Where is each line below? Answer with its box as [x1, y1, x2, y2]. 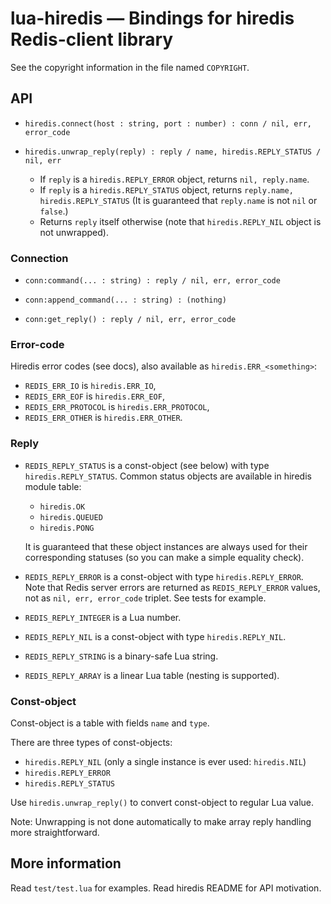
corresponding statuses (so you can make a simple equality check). [24, 551, 305, 563]
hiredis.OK [39, 502, 86, 512]
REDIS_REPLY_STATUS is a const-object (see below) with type [24, 459, 270, 471]
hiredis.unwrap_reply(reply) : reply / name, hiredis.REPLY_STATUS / [24, 147, 322, 157]
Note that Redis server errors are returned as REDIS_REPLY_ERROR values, [24, 581, 321, 593]
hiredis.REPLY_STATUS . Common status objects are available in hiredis [24, 470, 312, 482]
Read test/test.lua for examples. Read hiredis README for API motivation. [10, 882, 322, 894]
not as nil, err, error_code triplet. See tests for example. [24, 592, 267, 604]
